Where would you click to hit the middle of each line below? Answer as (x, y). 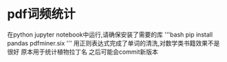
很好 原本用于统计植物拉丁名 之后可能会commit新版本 (83, 52)
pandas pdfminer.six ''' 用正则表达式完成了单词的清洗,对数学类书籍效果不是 (113, 43)
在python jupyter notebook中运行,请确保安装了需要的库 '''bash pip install (110, 34)
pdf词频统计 (41, 14)
